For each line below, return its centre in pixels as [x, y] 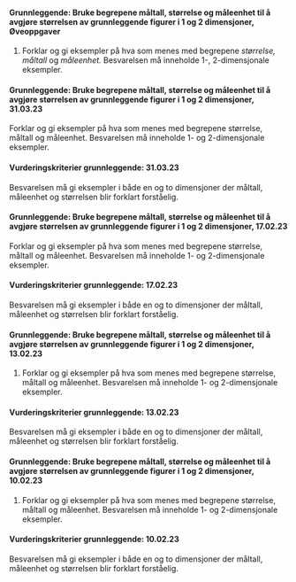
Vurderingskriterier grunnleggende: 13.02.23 [94, 412]
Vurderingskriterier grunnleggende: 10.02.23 [94, 539]
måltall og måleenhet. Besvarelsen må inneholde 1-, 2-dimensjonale [145, 60]
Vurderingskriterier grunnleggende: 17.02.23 [94, 285]
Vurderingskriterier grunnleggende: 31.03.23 [94, 167]
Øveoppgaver [35, 31]
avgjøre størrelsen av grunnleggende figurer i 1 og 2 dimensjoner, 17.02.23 [148, 227]
